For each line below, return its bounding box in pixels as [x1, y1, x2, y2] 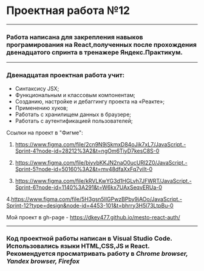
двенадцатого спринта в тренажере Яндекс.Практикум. [6, 48, 183, 57]
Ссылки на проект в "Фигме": [6, 129, 83, 136]
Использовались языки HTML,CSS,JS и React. [6, 242, 150, 250]
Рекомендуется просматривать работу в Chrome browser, [6, 250, 188, 258]
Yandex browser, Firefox [6, 257, 80, 266]
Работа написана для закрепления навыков [6, 33, 143, 41]
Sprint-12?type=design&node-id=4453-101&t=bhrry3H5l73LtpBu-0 [6, 202, 174, 209]
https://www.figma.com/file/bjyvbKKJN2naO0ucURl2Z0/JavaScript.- [15, 159, 188, 166]
